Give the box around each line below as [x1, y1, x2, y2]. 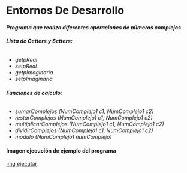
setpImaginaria [14, 75, 53, 82]
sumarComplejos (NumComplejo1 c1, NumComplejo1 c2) [14, 108, 154, 115]
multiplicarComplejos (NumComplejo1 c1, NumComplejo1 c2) [14, 121, 165, 128]
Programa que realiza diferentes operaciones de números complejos [6, 23, 182, 31]
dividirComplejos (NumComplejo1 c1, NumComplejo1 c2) [14, 127, 154, 134]
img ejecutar [6, 160, 37, 168]
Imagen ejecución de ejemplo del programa [6, 147, 116, 154]
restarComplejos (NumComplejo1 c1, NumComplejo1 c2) [14, 114, 153, 121]
